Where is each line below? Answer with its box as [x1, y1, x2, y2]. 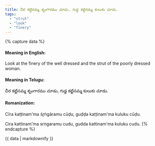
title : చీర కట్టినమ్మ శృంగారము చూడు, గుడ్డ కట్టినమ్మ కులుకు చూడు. [5, 7, 119, 12]
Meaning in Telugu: [5, 76, 45, 83]
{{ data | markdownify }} [5, 135, 54, 141]
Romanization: [5, 100, 35, 106]
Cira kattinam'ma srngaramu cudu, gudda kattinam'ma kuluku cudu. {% [5, 121, 148, 127]
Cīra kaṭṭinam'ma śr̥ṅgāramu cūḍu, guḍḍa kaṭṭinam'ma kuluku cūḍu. [5, 111, 141, 117]
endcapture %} [5, 126, 35, 132]
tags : [5, 12, 16, 17]
